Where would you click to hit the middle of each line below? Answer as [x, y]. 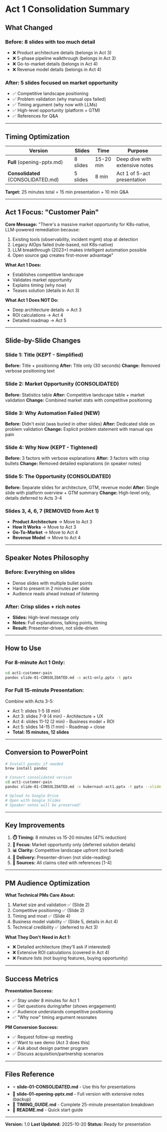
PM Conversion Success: [32, 1027]
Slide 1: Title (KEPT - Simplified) [44, 355]
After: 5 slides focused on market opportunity [62, 82]
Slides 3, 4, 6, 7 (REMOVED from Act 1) [52, 511]
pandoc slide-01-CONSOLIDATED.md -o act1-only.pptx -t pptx [69, 677]
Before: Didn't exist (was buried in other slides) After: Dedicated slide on [80, 424]
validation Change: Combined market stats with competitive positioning [79, 400]
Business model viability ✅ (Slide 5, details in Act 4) [65, 922]
